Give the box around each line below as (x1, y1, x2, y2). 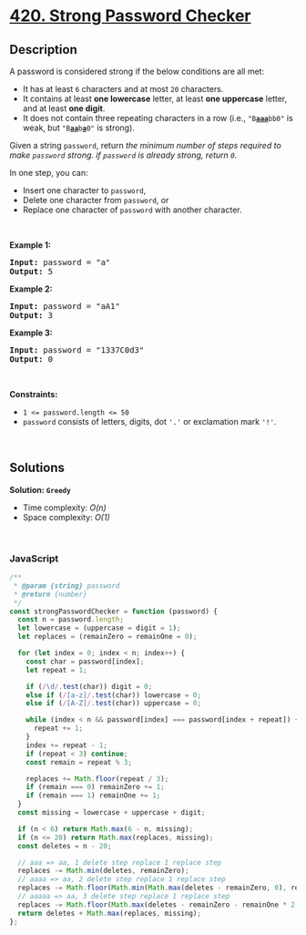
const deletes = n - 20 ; (17, 841, 112, 850)
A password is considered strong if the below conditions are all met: (9, 66, 265, 77)
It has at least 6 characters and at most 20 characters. (22, 84, 224, 94)
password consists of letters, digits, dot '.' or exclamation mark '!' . (22, 416, 277, 426)
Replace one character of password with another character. (22, 204, 242, 215)
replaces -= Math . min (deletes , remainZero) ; (17, 867, 189, 876)
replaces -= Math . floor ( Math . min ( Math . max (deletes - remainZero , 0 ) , (17, 883, 288, 893)
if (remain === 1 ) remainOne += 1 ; (25, 791, 161, 800)
